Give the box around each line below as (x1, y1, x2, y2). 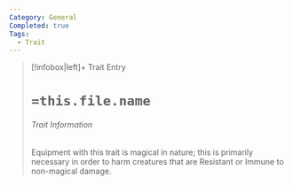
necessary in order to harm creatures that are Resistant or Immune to (30, 156, 284, 166)
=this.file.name (30, 93, 151, 110)
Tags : (9, 29, 29, 38)
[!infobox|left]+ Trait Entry (30, 62, 126, 73)
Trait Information (30, 119, 93, 130)
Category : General (9, 12, 77, 22)
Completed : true (9, 21, 69, 30)
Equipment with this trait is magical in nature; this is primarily (30, 147, 254, 158)
